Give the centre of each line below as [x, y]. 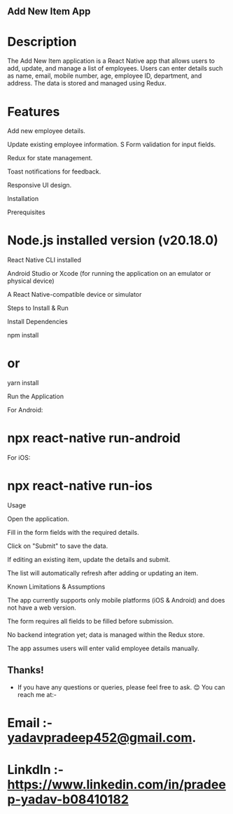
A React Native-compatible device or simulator [75, 295]
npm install [23, 335]
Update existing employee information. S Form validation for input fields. [112, 145]
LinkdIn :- [36, 770]
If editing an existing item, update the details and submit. [89, 560]
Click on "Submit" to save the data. [58, 546]
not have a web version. [42, 608]
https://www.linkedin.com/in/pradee [116, 785]
